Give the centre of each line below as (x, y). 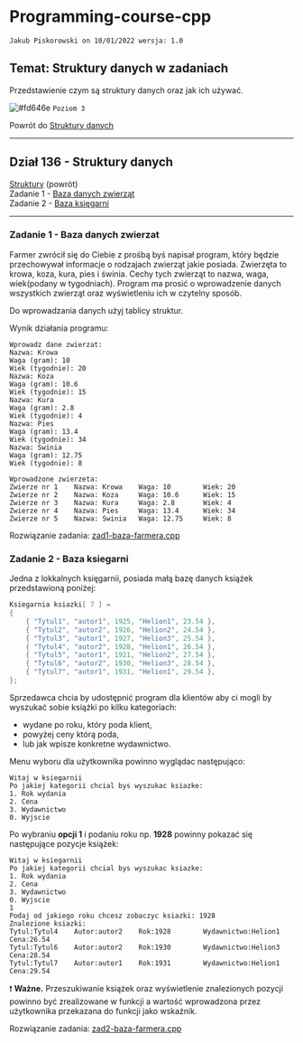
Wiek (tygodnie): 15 (48, 392)
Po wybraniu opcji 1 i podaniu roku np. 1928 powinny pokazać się (131, 834)
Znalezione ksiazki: (48, 924)
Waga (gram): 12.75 (46, 455)
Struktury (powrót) (44, 183)
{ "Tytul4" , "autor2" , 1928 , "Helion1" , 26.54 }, (121, 647)
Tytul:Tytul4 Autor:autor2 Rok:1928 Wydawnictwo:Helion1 (145, 931)
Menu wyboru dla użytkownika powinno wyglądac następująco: (128, 761)
